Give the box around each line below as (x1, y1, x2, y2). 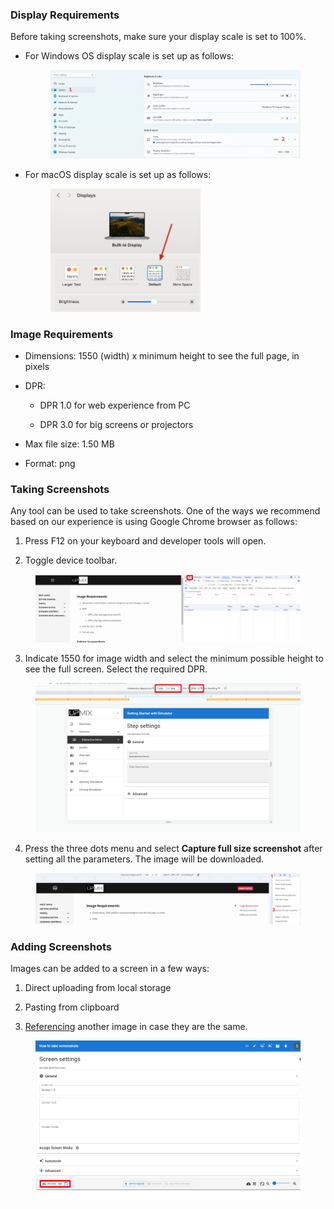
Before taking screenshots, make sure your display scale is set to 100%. (10, 31, 307, 43)
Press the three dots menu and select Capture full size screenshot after (24, 843, 323, 855)
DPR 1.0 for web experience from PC (39, 399, 191, 411)
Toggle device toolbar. (24, 554, 118, 567)
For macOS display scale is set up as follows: (24, 168, 212, 180)
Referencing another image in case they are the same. (24, 1021, 248, 1033)
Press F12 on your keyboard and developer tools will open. (24, 535, 267, 547)
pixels (24, 360, 50, 372)
